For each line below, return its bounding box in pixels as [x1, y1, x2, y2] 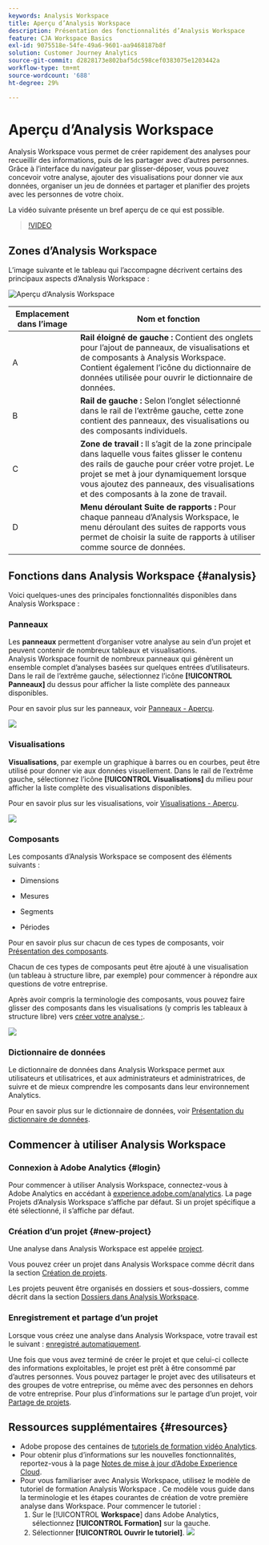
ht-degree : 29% [8, 79, 59, 87]
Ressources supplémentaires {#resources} [8, 1420, 228, 1433]
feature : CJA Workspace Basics [8, 34, 113, 43]
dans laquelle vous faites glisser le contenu [79, 449, 243, 460]
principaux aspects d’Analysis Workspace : [8, 274, 150, 283]
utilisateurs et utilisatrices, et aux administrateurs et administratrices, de [8, 1073, 246, 1084]
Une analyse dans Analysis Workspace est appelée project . [8, 1244, 204, 1254]
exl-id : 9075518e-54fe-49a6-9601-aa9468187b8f [8, 42, 167, 50]
